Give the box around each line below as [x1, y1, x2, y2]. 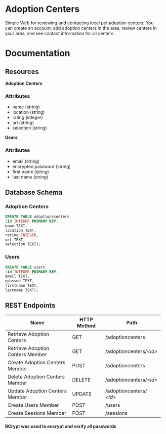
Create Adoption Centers [7, 359, 66, 366]
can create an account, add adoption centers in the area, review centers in [5, 25, 157, 31]
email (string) [12, 158, 40, 164]
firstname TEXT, [5, 283, 39, 288]
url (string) [12, 120, 34, 126]
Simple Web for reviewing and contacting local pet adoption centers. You [5, 20, 154, 26]
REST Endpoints [5, 302, 56, 310]
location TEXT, [5, 228, 37, 233]
